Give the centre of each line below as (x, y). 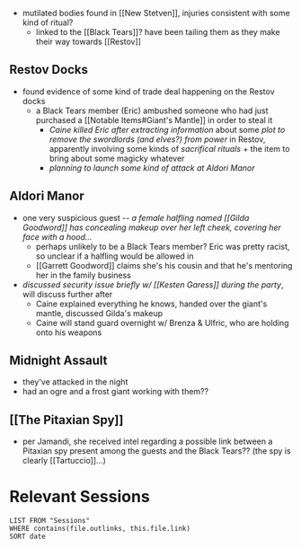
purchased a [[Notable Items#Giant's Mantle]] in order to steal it (154, 119)
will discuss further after (67, 294)
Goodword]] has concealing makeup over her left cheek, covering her (151, 227)
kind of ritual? (48, 22)
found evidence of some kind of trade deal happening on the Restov (149, 91)
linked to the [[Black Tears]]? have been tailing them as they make (158, 32)
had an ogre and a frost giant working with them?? (115, 392)
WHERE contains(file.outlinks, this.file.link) (100, 529)
